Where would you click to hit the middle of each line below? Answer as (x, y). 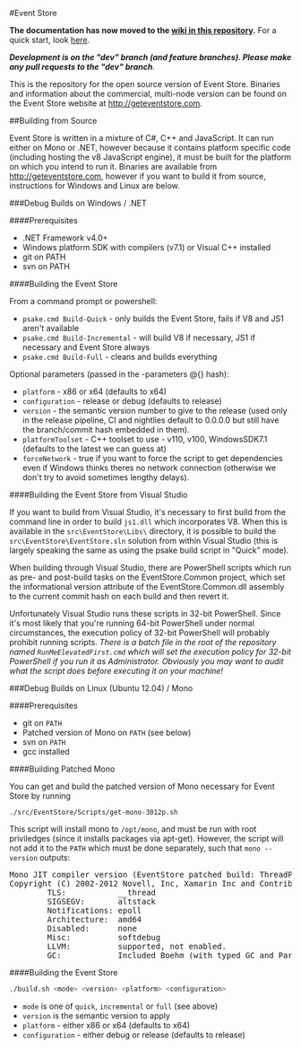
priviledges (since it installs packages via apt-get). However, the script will (146, 839)
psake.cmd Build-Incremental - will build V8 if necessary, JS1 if (139, 337)
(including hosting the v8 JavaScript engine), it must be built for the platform (150, 157)
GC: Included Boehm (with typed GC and (161, 955)
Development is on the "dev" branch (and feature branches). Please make (150, 57)
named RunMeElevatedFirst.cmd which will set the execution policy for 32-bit (150, 651)
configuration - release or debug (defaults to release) (122, 401)
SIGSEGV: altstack (102, 901)
